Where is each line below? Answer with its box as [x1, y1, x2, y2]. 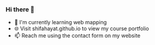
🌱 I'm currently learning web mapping [14, 19, 107, 26]
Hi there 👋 [5, 5, 35, 14]
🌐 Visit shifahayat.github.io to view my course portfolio [14, 25, 150, 32]
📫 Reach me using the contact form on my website [14, 32, 141, 39]
